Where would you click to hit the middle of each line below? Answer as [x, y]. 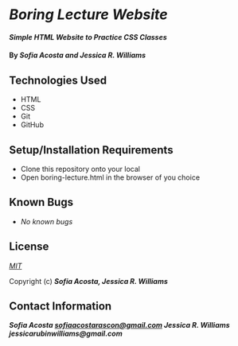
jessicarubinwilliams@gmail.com [66, 334]
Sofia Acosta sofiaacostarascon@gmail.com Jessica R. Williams [119, 325]
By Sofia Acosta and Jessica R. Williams [78, 55]
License [29, 247]
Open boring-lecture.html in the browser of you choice [110, 177]
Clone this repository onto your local [80, 169]
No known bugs [47, 221]
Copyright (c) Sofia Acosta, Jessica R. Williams [88, 281]
